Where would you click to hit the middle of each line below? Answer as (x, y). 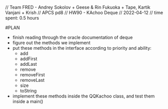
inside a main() (28, 101)
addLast (28, 64)
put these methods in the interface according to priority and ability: (82, 48)
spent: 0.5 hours (22, 18)
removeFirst (32, 75)
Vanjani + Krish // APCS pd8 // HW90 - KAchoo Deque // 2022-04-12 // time (84, 13)
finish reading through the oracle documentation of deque (73, 37)
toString (28, 91)
